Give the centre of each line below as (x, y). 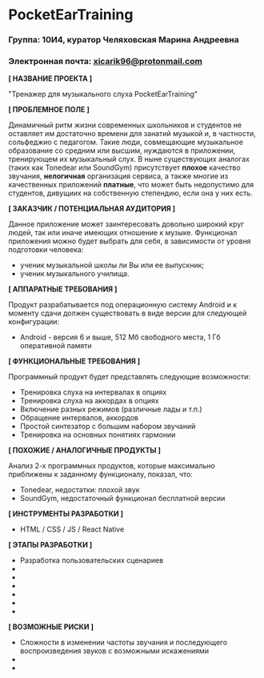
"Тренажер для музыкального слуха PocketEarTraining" (103, 94)
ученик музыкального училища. (74, 274)
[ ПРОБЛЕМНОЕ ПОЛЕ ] (49, 110)
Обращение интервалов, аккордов (79, 418)
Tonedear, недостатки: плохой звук (80, 490)
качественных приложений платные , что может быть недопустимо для (131, 185)
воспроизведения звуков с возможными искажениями (114, 651)
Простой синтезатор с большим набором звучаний (108, 427)
